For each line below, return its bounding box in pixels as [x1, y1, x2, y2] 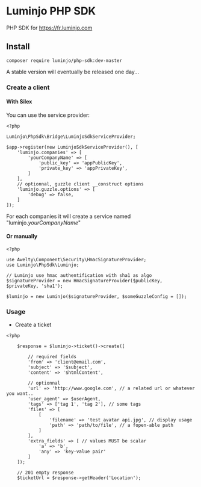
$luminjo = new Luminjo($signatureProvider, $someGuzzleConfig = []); [6, 294, 187, 300]
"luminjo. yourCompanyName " [6, 219, 81, 226]
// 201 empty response [17, 470, 74, 476]
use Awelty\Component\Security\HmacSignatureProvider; [6, 257, 147, 263]
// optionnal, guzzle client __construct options [17, 181, 144, 187]
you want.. [6, 391, 34, 397]
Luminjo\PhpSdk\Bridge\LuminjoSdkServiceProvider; [6, 134, 136, 140]
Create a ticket [14, 321, 52, 329]
